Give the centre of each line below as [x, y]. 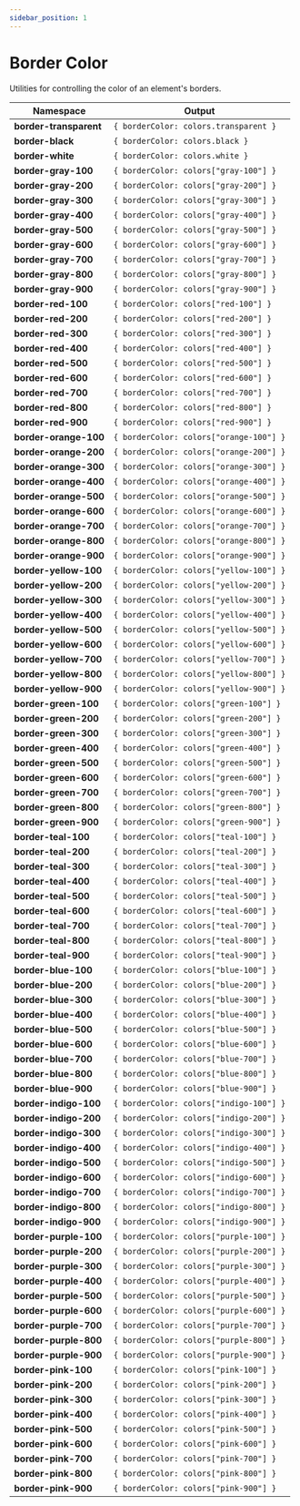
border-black [44, 140]
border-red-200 [51, 318]
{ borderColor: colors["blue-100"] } [195, 970]
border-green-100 [57, 703]
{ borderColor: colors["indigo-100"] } [200, 1103]
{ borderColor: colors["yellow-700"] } [200, 659]
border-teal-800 [52, 940]
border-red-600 [51, 377]
